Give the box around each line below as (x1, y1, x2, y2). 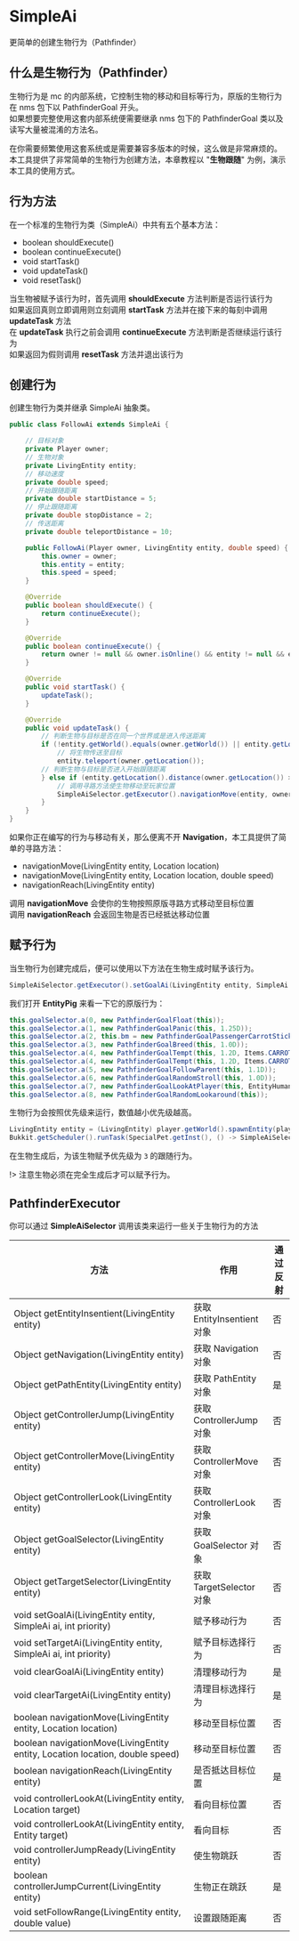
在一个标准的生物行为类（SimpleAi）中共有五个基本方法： (9, 219, 221, 230)
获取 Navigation (192, 1342, 259, 1355)
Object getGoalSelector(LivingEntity (13, 1533, 165, 1545)
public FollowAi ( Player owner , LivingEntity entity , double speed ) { (25, 543, 289, 553)
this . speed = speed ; (41, 568, 117, 578)
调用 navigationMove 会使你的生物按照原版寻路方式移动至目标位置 (9, 898, 255, 909)
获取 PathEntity (192, 1372, 256, 1385)
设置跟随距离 (192, 1912, 247, 1924)
